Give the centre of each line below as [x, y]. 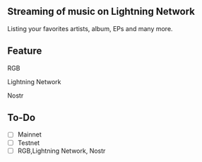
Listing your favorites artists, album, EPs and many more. [90, 28]
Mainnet [29, 134]
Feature [25, 51]
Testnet [29, 143]
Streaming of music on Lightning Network [101, 12]
